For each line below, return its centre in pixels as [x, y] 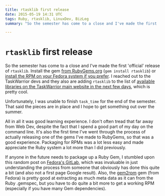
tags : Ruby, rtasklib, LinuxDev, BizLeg [47, 19]
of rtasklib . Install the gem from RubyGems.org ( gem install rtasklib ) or [81, 71]
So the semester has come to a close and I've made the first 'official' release [82, 66]
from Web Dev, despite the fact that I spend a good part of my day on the [79, 127]
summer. [14, 112]
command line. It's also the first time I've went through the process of [75, 132]
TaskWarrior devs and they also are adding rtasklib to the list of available [80, 81]
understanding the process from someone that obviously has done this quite [82, 167]
